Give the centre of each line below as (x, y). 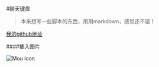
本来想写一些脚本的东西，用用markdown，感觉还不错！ (88, 21)
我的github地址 (24, 34)
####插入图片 (23, 47)
